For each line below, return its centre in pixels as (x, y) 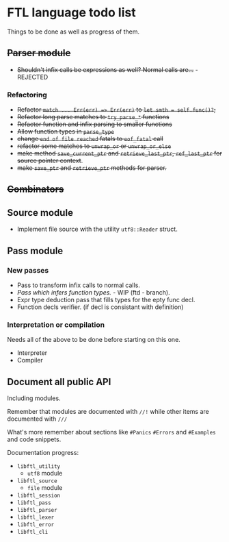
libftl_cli (32, 532)
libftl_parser (37, 510)
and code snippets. (34, 439)
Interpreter (32, 353)
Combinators (36, 189)
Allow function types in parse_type (66, 132)
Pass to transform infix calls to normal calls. (78, 285)
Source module (40, 213)
